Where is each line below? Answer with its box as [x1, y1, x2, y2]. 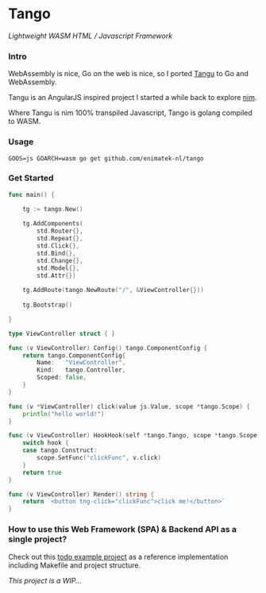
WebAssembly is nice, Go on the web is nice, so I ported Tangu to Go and [8, 69, 249, 79]
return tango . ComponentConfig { [22, 351, 126, 360]
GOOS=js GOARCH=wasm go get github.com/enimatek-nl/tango [8, 154, 204, 163]
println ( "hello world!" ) [22, 410, 105, 418]
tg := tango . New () [22, 205, 83, 213]
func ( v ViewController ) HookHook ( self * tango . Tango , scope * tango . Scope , [8, 432, 261, 440]
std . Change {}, [37, 256, 83, 264]
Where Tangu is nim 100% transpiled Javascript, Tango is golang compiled [8, 108, 253, 117]
